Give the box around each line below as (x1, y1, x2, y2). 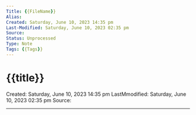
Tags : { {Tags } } (6, 46, 43, 52)
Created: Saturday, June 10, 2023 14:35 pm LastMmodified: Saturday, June (6, 91, 187, 98)
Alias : (6, 14, 22, 20)
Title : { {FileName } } (6, 8, 57, 15)
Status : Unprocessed (6, 35, 57, 41)
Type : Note (6, 41, 33, 47)
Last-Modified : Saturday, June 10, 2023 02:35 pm (6, 24, 129, 31)
